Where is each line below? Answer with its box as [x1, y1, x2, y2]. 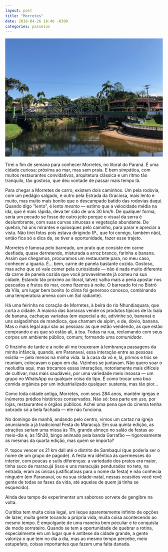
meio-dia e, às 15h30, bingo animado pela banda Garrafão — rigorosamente [5, 432, 161, 438]
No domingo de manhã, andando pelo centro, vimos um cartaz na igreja [5, 416, 153, 422]
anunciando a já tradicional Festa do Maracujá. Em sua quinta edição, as [5, 421, 154, 427]
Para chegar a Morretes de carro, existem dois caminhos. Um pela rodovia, [5, 187, 160, 193]
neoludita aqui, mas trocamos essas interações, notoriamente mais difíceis [5, 365, 159, 371]
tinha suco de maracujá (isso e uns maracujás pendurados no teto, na [5, 463, 149, 469]
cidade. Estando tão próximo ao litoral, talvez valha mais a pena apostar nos [5, 276, 162, 282]
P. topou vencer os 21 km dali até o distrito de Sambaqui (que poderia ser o [5, 447, 160, 453]
